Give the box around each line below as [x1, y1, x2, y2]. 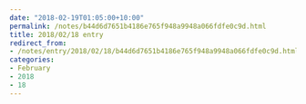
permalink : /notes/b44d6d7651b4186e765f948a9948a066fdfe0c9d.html [9, 22, 267, 31]
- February [9, 64, 51, 73]
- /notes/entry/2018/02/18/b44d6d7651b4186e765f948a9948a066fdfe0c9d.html [9, 47, 300, 56]
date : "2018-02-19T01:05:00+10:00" [9, 13, 145, 23]
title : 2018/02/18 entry [9, 30, 104, 39]
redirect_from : [9, 38, 67, 48]
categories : [9, 55, 55, 64]
